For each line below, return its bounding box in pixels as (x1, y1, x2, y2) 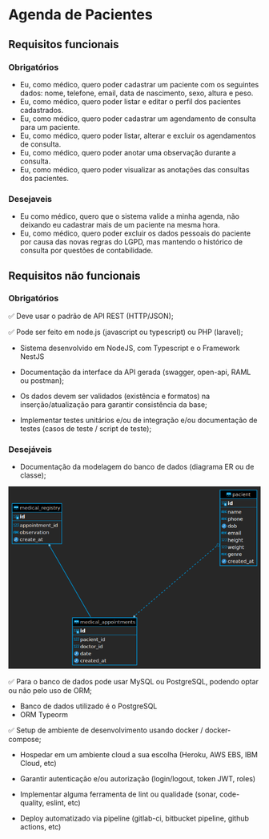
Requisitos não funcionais (8, 268, 141, 282)
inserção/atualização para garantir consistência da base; (19, 399, 208, 409)
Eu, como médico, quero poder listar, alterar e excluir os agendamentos (19, 131, 256, 140)
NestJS (19, 351, 45, 361)
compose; (8, 735, 42, 744)
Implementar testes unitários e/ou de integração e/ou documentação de (19, 415, 258, 425)
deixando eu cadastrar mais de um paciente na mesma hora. (19, 220, 220, 230)
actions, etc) (19, 822, 62, 832)
